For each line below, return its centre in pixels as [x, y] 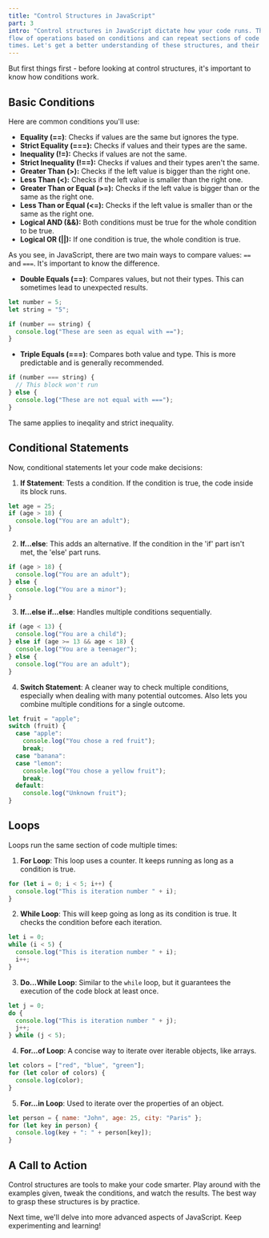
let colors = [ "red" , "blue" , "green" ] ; [77, 1065]
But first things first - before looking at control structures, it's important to [130, 68]
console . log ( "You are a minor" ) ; [71, 589]
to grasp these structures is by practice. [74, 1201]
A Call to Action [48, 1165]
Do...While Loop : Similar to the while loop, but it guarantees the [125, 982]
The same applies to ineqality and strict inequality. [91, 423]
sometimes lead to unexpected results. [84, 287]
